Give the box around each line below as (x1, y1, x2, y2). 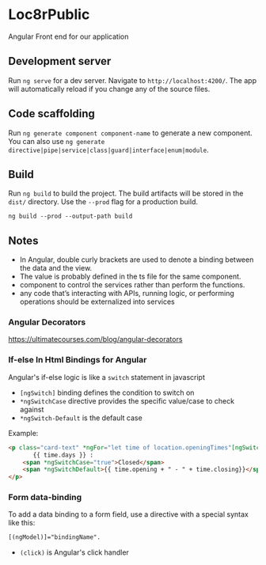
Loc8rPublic (8, 6, 90, 24)
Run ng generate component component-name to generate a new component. (8, 128, 253, 138)
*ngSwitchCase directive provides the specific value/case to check (19, 396, 235, 405)
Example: (8, 428, 39, 438)
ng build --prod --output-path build (8, 212, 133, 221)
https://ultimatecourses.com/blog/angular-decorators (8, 335, 183, 344)
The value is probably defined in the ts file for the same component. (19, 271, 241, 282)
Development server (8, 55, 112, 68)
